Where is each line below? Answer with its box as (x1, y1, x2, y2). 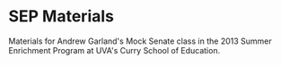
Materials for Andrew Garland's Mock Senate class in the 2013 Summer (8, 36, 272, 46)
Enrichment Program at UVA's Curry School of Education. (8, 45, 221, 55)
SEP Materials (8, 6, 114, 27)
